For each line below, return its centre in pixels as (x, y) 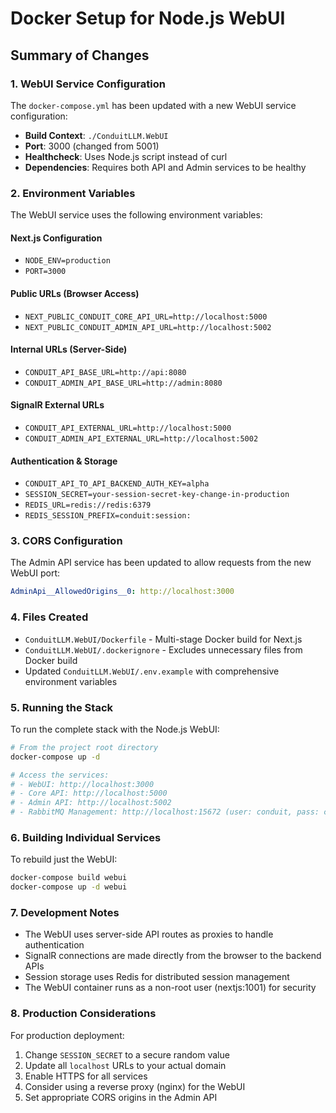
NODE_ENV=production (67, 261)
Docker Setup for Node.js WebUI (148, 18)
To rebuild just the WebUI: (64, 859)
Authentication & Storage (64, 461)
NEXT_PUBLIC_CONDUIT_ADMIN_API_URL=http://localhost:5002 (148, 327)
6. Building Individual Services (86, 837)
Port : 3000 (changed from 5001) (92, 146)
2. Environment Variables (73, 193)
